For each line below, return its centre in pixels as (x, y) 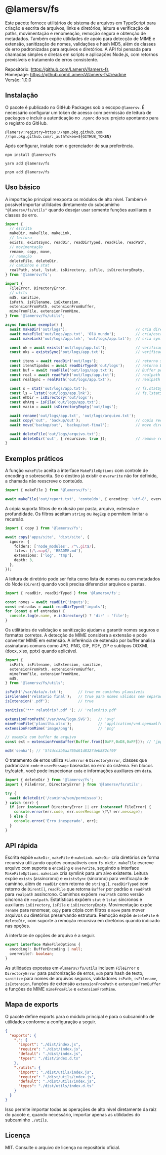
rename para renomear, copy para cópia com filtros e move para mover (75, 910)
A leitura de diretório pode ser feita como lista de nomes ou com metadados (83, 578)
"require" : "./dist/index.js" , (50, 1049)
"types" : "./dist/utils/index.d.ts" (56, 1086)
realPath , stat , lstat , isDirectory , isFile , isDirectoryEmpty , (77, 270)
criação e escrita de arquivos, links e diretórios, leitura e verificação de (77, 28)
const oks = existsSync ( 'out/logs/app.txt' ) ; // (75, 352)
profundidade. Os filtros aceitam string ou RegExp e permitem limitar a (77, 514)
